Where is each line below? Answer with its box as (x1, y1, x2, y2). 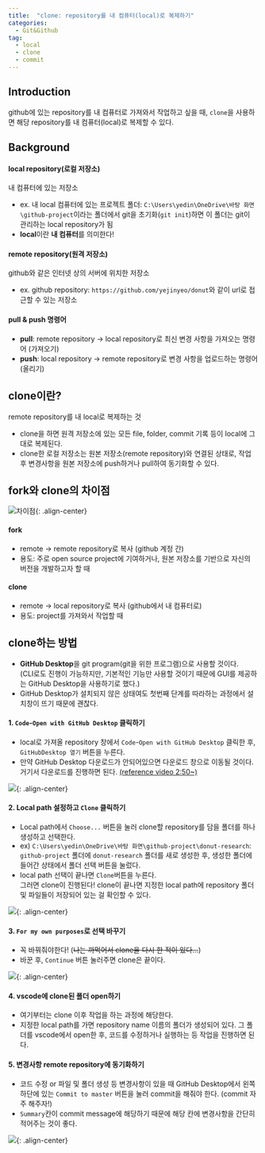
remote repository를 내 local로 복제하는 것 (8, 412, 141, 421)
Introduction (8, 85, 71, 99)
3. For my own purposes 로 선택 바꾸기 (8, 926, 126, 936)
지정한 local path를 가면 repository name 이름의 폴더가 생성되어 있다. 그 (19, 1020, 245, 1030)
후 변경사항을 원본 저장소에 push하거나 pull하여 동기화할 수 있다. (19, 458, 220, 468)
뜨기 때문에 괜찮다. (40, 698, 99, 708)
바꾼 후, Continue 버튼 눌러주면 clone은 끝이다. (19, 955, 166, 965)
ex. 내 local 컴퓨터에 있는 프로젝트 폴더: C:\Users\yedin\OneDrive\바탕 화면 (19, 200, 255, 209)
